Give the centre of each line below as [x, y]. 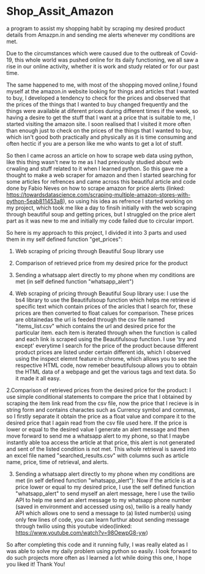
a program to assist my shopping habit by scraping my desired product [96, 28]
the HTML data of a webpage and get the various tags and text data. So [106, 372]
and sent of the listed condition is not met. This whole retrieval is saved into [102, 449]
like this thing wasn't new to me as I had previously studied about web [95, 162]
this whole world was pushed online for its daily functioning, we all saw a [106, 60]
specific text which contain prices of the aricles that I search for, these [104, 306]
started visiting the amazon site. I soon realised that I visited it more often [99, 124]
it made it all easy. [38, 378]
